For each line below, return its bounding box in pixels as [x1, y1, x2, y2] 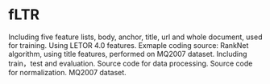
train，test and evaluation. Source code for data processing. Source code [8, 58, 253, 68]
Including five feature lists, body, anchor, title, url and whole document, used [8, 32, 263, 42]
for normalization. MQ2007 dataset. [8, 67, 127, 77]
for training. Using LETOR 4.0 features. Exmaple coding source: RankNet [8, 40, 249, 50]
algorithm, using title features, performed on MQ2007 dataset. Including [8, 49, 247, 58]
